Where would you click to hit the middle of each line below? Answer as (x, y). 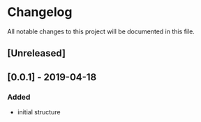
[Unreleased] (37, 53)
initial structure (39, 112)
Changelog (40, 12)
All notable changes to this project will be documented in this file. (101, 31)
